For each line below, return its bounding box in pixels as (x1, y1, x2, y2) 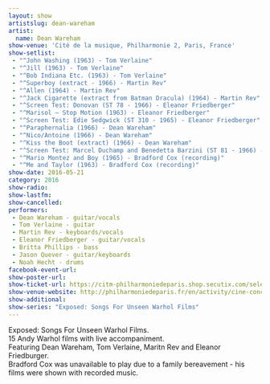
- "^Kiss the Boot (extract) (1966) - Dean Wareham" (11, 138, 193, 147)
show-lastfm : (8, 190, 52, 199)
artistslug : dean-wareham (8, 19, 95, 27)
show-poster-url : (8, 273, 67, 281)
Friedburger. (8, 350, 50, 360)
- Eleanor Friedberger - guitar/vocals (11, 236, 146, 244)
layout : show (8, 11, 52, 20)
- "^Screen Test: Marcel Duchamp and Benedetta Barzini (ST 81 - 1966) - (11, 146, 264, 154)
